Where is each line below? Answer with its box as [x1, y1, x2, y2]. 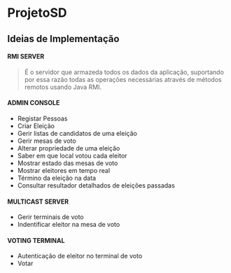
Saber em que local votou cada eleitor [17, 151, 127, 160]
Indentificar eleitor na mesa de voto [17, 220, 120, 229]
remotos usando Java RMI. [24, 83, 102, 91]
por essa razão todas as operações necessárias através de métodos [24, 75, 222, 83]
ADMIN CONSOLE [7, 99, 60, 107]
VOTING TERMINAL [7, 236, 65, 244]
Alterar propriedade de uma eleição [17, 143, 120, 152]
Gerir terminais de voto [17, 213, 84, 221]
